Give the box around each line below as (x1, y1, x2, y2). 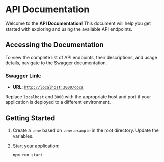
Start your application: (12, 143, 60, 149)
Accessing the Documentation (5, 41, 104, 49)
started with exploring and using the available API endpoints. (5, 25, 132, 32)
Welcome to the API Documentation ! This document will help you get (5, 20, 151, 26)
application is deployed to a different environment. (5, 99, 111, 105)
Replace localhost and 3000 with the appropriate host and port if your (5, 94, 151, 100)
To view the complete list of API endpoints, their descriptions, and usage (5, 54, 158, 60)
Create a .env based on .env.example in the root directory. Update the (12, 127, 159, 133)
